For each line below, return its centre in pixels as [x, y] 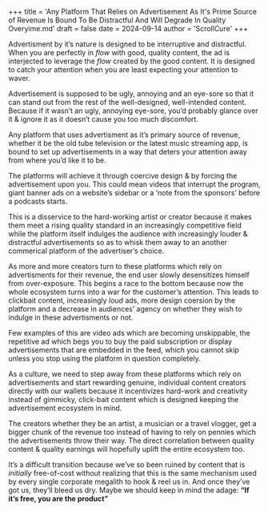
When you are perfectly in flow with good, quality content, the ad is [119, 52]
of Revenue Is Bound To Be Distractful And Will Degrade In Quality [117, 20]
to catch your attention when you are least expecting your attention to [123, 70]
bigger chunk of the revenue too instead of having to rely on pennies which [132, 432]
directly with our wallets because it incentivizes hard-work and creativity [128, 391]
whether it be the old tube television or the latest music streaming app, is [128, 143]
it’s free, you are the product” [58, 499]
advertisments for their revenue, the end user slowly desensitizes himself [129, 275]
